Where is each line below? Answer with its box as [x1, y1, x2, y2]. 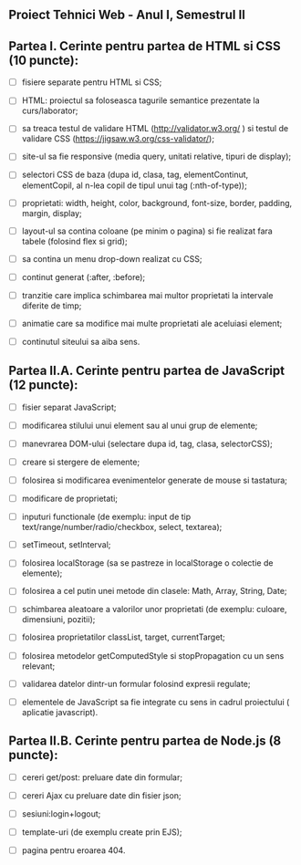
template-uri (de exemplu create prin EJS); [21, 826, 182, 838]
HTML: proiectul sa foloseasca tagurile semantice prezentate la [21, 95, 261, 106]
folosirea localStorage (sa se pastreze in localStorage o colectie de [21, 558, 274, 568]
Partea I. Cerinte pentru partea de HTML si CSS [8, 38, 281, 54]
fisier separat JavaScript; [21, 401, 117, 412]
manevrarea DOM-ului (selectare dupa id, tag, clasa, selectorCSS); [21, 438, 273, 449]
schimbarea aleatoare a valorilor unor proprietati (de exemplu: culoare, [21, 604, 288, 615]
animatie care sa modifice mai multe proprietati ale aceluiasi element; [21, 318, 283, 328]
